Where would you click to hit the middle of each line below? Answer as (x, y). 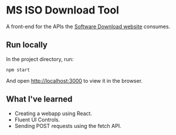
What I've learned (39, 99)
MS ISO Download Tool (62, 10)
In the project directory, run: (40, 59)
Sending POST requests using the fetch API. (68, 126)
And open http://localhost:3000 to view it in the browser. (74, 80)
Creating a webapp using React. (53, 113)
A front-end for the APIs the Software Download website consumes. (88, 26)
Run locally (27, 45)
